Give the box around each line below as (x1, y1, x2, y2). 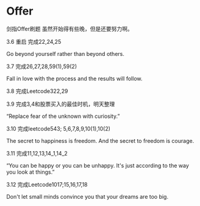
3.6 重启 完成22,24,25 (6, 38, 62, 45)
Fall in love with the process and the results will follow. (6, 75, 143, 82)
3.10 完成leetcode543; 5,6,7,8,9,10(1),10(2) (6, 125, 111, 132)
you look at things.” (6, 168, 55, 176)
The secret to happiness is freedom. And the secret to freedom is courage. (6, 137, 195, 144)
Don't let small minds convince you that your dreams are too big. (6, 193, 169, 200)
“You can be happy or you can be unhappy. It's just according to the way (6, 162, 189, 169)
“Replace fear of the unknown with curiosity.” (6, 112, 120, 120)
